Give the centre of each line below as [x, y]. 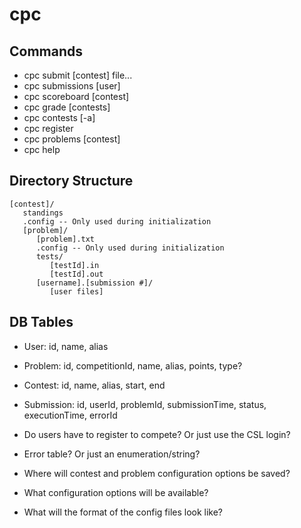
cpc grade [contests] [67, 107]
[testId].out [76, 274]
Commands [46, 51]
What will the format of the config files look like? [123, 512]
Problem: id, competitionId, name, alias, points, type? [133, 365]
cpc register [48, 128]
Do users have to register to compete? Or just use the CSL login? [157, 434]
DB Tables [41, 322]
